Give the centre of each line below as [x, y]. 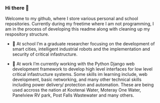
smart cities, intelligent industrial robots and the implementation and [81, 49]
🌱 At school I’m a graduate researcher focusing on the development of [83, 44]
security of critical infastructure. [45, 54]
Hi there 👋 [17, 8]
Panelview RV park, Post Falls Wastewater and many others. [73, 95]
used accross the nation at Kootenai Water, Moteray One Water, [77, 90]
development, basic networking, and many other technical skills [77, 80]
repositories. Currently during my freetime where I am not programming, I [80, 24]
